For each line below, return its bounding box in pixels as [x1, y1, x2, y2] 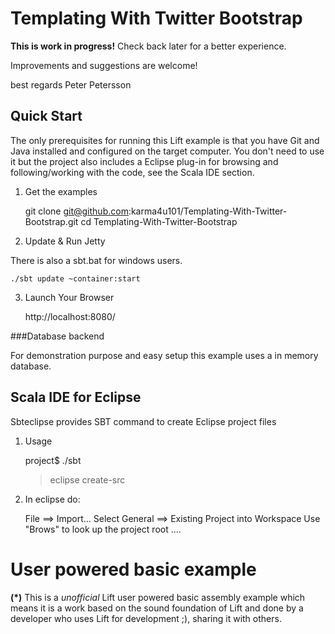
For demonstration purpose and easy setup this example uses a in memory [10, 349, 319, 361]
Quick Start [10, 108, 83, 125]
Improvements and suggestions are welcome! [10, 59, 198, 71]
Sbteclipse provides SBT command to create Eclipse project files [10, 415, 277, 427]
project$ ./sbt [24, 454, 82, 466]
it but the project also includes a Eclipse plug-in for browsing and [10, 155, 279, 167]
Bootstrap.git [24, 215, 79, 227]
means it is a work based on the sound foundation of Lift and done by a [10, 602, 304, 614]
